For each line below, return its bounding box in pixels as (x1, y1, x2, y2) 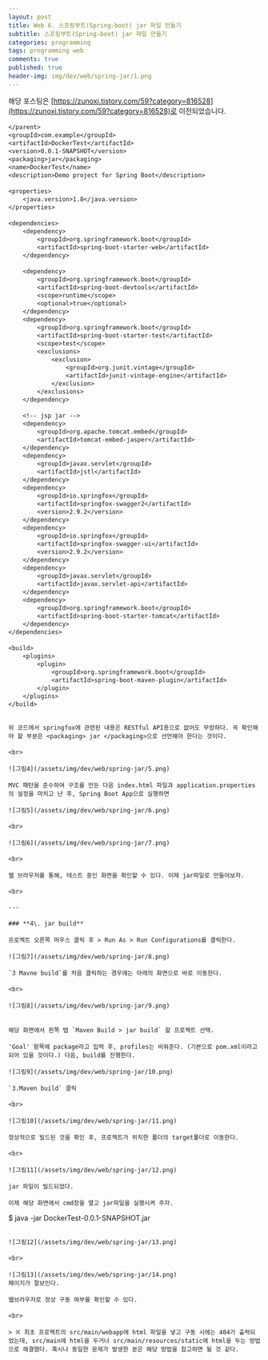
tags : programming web (8, 46, 84, 55)
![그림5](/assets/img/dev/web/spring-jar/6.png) (8, 806, 170, 814)
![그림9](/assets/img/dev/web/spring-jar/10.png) (8, 1067, 174, 1075)
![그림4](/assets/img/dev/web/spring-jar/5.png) (8, 765, 170, 773)
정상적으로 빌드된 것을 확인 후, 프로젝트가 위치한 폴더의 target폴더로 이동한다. (8, 1133, 239, 1141)
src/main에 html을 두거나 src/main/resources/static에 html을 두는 (31, 1337, 246, 1345)
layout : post (8, 13, 52, 21)
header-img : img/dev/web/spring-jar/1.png (8, 72, 152, 80)
